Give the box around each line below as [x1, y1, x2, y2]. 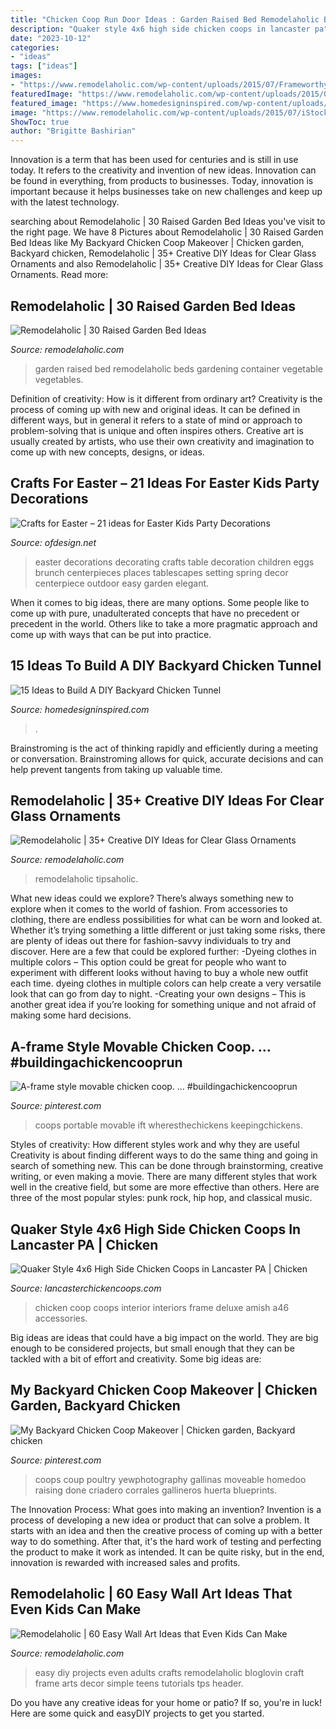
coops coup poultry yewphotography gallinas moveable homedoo [34, 1473, 307, 1485]
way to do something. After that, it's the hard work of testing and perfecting [10, 1535, 322, 1547]
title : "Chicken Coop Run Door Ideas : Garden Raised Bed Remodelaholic [10, 14, 320, 25]
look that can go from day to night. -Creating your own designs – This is [10, 988, 307, 1000]
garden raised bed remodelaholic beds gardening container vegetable [34, 362, 323, 375]
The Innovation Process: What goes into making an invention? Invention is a [10, 1503, 322, 1515]
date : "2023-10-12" [10, 33, 92, 43]
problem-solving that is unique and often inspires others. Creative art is [10, 424, 304, 436]
